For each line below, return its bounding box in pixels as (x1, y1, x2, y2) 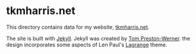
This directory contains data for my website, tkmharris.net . (6, 23, 150, 31)
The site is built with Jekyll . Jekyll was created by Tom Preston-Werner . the (6, 35, 191, 42)
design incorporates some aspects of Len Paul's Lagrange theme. (6, 41, 167, 48)
